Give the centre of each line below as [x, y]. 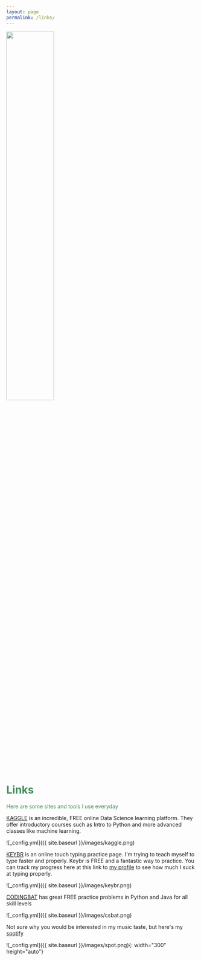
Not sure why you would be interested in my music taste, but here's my [94, 927]
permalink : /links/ [31, 18]
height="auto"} [25, 952]
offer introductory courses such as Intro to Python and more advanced [94, 825]
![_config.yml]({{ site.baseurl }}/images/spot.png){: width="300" [86, 945]
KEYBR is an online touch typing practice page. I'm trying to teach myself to [101, 855]
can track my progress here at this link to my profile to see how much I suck [101, 867]
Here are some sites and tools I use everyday [62, 806]
